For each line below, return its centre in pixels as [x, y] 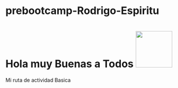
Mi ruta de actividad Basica [38, 80]
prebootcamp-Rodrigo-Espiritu [82, 11]
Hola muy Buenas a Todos [69, 64]
